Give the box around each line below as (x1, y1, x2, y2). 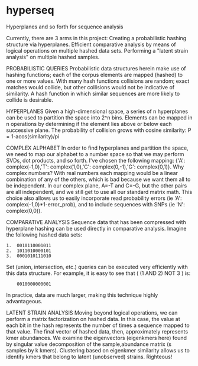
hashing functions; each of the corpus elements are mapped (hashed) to (6, 71, 183, 78)
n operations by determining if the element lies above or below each (6, 120, 173, 127)
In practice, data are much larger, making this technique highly (6, 291, 158, 299)
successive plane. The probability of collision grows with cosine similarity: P (6, 127, 191, 134)
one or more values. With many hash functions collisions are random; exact (6, 77, 190, 85)
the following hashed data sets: (6, 231, 83, 238)
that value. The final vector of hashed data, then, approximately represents (6, 328, 188, 335)
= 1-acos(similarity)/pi (6, 132, 60, 140)
